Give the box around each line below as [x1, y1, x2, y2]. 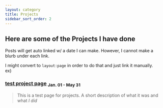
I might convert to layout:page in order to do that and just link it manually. [5, 63, 153, 69]
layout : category [5, 7, 41, 12]
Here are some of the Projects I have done [5, 35, 136, 43]
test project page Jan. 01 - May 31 [5, 80, 81, 88]
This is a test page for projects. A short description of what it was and [17, 92, 159, 98]
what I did [17, 97, 38, 104]
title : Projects [5, 12, 38, 17]
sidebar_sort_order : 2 [5, 16, 52, 21]
